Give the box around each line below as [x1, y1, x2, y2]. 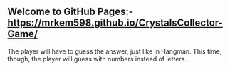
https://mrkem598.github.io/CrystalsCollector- [7, 17, 223, 29]
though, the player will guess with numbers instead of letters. [7, 54, 187, 63]
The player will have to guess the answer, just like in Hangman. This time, [7, 46, 222, 56]
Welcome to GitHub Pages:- [7, 6, 134, 18]
